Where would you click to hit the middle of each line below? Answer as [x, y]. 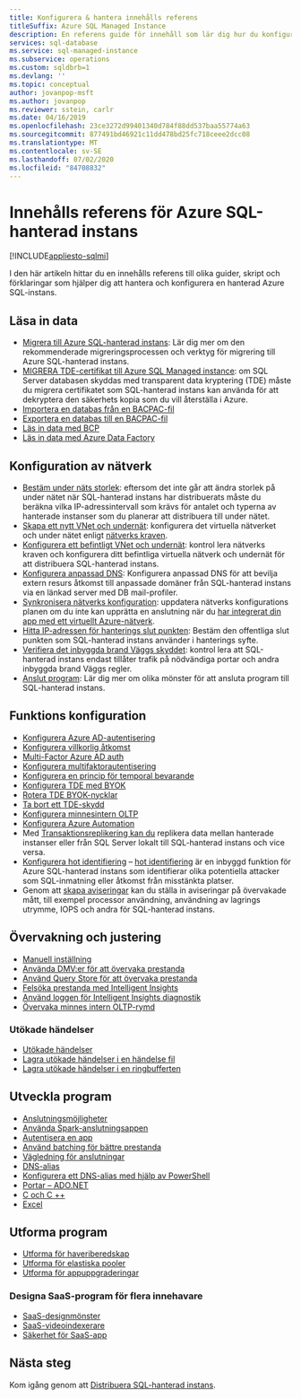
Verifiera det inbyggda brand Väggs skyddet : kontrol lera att [133, 649]
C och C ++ [43, 1194]
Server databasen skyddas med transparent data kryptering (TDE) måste [157, 380]
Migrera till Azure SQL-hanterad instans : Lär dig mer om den [133, 343]
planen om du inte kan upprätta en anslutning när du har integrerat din [152, 611]
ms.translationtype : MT [54, 143]
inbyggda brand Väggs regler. [77, 669]
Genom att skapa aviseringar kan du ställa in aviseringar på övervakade [154, 890]
